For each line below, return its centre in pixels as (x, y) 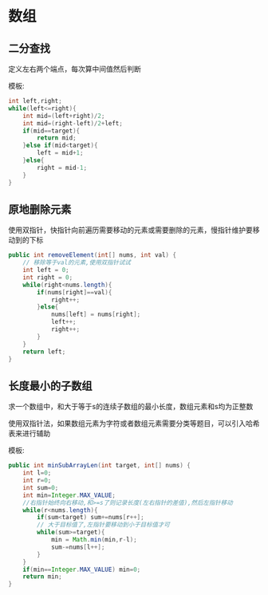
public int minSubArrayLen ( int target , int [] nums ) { (100, 466)
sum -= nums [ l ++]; (78, 547)
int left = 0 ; (46, 270)
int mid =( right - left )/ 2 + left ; (73, 123)
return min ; (42, 577)
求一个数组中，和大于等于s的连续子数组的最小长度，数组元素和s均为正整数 (131, 407)
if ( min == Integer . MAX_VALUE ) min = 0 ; (82, 569)
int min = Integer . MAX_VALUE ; (69, 495)
